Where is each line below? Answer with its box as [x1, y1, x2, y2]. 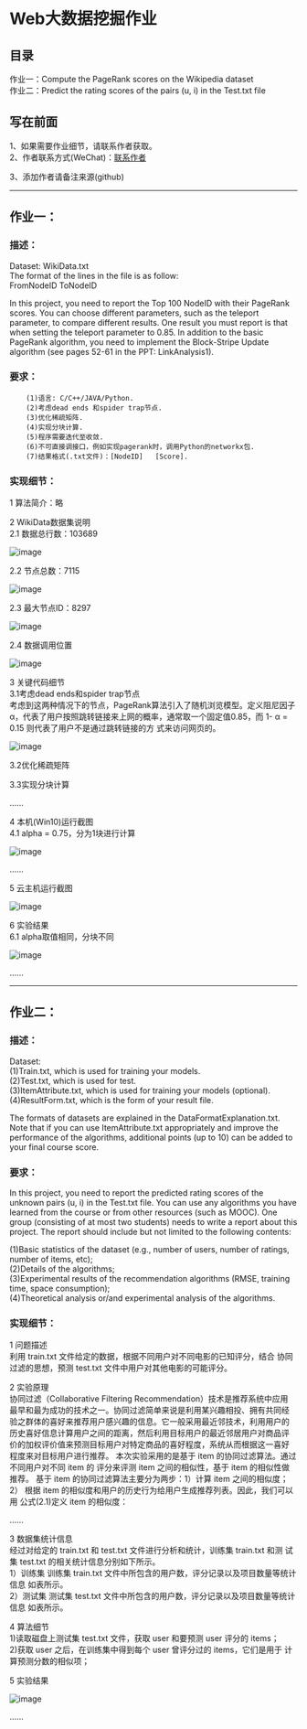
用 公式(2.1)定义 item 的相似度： [9, 1497, 129, 1508]
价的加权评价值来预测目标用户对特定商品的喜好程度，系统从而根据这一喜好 [9, 1439, 290, 1450]
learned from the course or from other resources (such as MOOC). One [9, 1207, 278, 1218]
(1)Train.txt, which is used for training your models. [9, 1065, 201, 1076]
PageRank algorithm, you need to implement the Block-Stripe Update [9, 336, 270, 348]
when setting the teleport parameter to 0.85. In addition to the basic [9, 327, 264, 338]
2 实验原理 [9, 1382, 49, 1393]
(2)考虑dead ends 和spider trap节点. [26, 403, 163, 413]
